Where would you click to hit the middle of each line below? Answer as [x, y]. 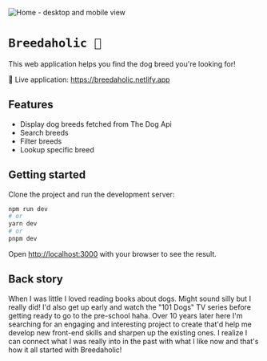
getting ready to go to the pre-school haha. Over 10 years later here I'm [126, 315]
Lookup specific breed [57, 149]
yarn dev [23, 224]
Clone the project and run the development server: [92, 194]
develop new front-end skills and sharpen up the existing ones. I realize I [128, 332]
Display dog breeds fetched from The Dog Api [96, 124]
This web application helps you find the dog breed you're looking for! [122, 63]
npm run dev [28, 209]
